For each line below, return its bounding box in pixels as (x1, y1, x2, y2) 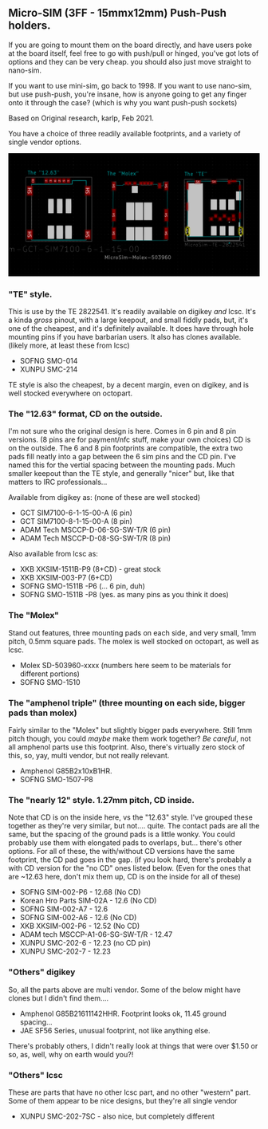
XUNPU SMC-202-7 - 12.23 (19, 946, 112, 956)
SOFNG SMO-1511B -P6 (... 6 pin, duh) (19, 581, 146, 591)
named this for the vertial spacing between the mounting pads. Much (8, 460, 235, 470)
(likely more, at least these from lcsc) (8, 340, 130, 350)
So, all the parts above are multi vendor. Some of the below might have (8, 985, 241, 994)
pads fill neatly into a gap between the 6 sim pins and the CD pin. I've (8, 452, 237, 462)
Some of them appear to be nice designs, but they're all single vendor (8, 1096, 238, 1105)
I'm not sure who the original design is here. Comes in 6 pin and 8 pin (8, 427, 237, 436)
